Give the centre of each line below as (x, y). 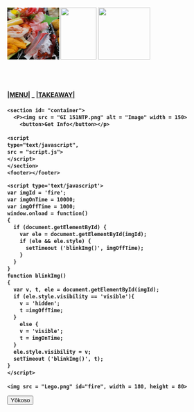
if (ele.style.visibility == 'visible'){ (74, 296)
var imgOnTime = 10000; (42, 199)
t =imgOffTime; (42, 310)
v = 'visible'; (42, 331)
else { (29, 324)
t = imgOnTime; (42, 338)
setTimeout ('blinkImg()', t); (59, 359)
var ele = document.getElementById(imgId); (83, 234)
